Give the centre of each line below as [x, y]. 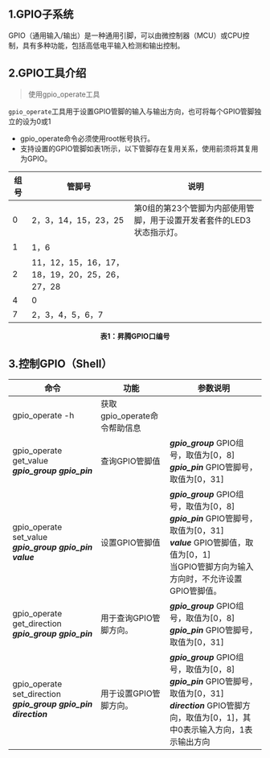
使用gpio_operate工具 [64, 94]
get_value [30, 461]
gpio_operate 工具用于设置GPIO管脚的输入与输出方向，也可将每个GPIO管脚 [131, 111]
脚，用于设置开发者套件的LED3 [192, 220]
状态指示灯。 [158, 232]
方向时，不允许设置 [206, 579]
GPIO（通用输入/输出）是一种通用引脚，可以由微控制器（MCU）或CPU [125, 35]
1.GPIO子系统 [41, 14]
